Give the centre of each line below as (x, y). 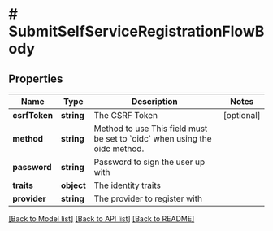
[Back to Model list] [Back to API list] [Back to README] (102, 219)
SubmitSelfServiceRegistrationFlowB (136, 31)
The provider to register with (148, 198)
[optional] (242, 115)
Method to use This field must (151, 129)
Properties (36, 78)
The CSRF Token (126, 115)
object (74, 185)
